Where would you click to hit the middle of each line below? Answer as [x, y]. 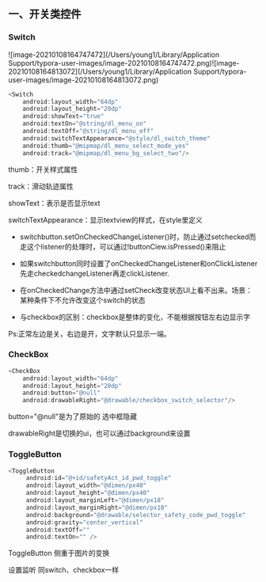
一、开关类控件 [45, 14]
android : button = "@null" [62, 393]
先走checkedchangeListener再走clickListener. [95, 273]
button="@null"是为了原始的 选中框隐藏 [72, 417]
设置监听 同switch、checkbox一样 [64, 570]
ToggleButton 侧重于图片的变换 [59, 553]
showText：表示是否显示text [54, 203]
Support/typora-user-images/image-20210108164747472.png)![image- [124, 63]
